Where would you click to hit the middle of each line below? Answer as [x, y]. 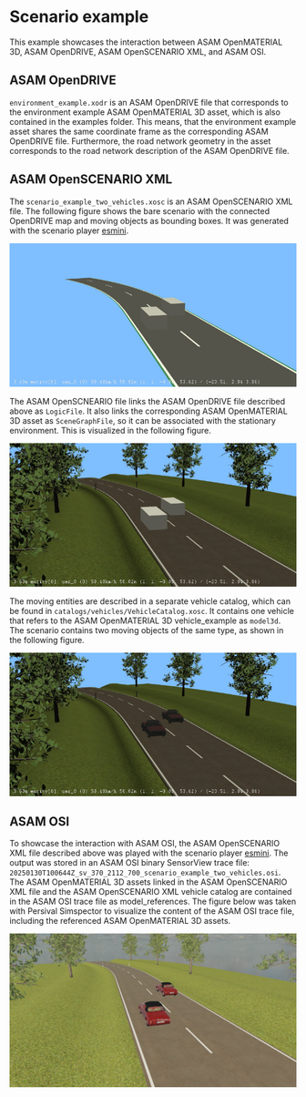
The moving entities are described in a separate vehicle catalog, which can [150, 601]
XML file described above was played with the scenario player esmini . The [149, 853]
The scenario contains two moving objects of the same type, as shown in [147, 630]
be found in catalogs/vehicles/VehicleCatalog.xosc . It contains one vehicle [152, 610]
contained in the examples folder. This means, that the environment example [153, 121]
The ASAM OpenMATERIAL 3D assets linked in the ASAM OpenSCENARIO [148, 882]
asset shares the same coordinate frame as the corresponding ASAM [139, 131]
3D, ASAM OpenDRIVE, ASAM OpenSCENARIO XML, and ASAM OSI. [138, 51]
